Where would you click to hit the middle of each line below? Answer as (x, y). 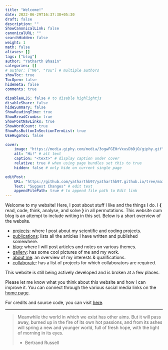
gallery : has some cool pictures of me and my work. (66, 252)
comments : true (21, 89)
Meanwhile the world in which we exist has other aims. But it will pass (89, 317)
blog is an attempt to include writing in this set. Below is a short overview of (83, 216)
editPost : (15, 177)
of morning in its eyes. (40, 333)
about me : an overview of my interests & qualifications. (69, 257)
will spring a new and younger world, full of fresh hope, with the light (88, 328)
